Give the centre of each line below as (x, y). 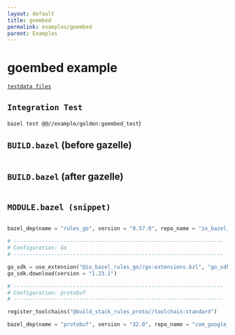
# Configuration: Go (37, 248)
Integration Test (45, 107)
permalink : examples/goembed (50, 27)
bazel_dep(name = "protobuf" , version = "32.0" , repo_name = (98, 324)
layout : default (31, 14)
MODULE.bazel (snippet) (59, 207)
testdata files (29, 87)
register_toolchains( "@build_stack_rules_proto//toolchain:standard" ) (112, 312)
